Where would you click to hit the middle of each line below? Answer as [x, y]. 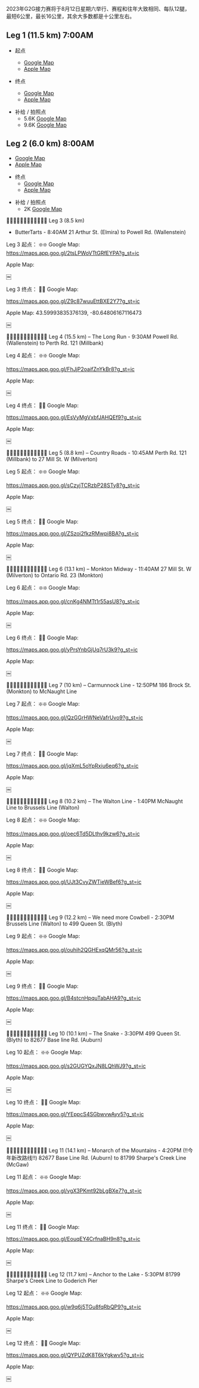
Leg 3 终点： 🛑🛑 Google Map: [42, 289]
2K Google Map [43, 209]
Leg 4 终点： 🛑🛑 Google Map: [43, 405]
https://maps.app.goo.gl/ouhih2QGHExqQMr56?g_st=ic [74, 949]
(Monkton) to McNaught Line [42, 691]
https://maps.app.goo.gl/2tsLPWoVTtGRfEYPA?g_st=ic [73, 253]
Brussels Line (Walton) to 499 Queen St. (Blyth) [64, 923]
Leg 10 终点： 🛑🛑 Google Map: [43, 1102]
